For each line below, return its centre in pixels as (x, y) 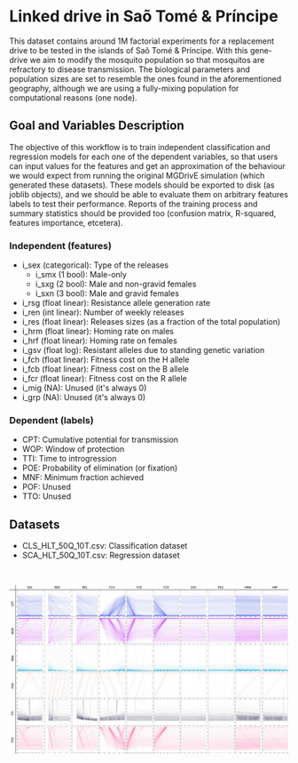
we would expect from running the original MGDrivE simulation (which (137, 175)
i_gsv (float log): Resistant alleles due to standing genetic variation (143, 350)
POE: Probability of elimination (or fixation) (100, 468)
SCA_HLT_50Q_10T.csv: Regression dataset (101, 555)
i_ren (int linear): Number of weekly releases (103, 312)
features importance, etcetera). (66, 222)
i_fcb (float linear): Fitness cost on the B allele (105, 369)
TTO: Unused (47, 496)
